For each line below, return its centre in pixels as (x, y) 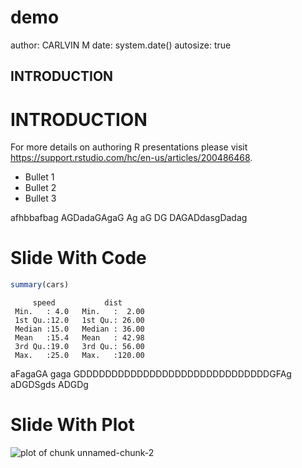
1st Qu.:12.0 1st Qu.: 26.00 (79, 321)
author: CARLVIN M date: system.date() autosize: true (121, 45)
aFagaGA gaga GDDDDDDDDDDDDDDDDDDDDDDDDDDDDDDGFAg (151, 374)
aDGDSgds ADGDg (49, 385)
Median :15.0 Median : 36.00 (79, 329)
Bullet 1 (39, 177)
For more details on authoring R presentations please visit (129, 147)
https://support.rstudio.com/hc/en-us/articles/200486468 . (131, 158)
